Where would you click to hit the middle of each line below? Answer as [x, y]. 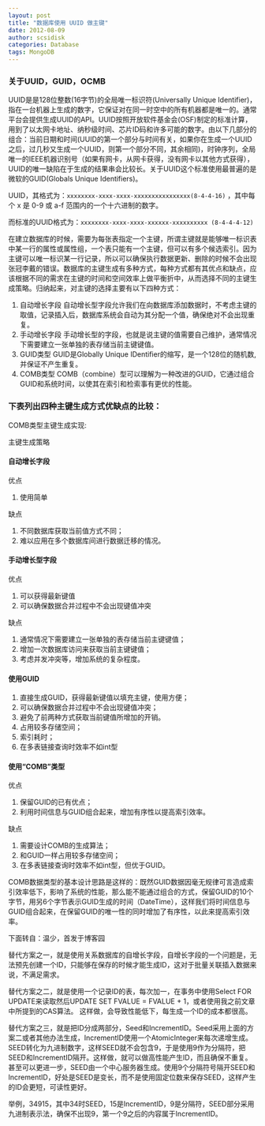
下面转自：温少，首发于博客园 [56, 938]
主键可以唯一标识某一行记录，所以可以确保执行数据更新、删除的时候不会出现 [132, 259]
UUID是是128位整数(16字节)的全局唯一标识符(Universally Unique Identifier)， [132, 100]
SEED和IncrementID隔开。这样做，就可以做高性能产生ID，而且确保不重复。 [130, 1057]
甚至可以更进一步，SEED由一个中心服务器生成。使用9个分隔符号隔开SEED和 [132, 1068]
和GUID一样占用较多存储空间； [70, 855]
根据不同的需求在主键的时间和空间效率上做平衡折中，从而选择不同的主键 [132, 279]
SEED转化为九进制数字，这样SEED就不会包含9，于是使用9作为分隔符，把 [127, 1048]
